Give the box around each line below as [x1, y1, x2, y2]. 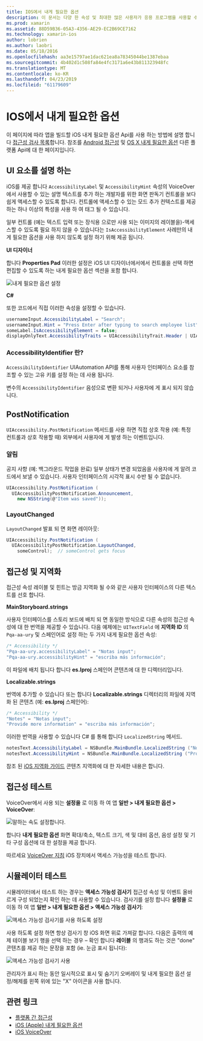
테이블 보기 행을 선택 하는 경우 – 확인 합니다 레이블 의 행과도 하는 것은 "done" [12, 936, 195, 944]
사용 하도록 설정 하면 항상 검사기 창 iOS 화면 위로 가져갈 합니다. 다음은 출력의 [6, 929, 187, 936]
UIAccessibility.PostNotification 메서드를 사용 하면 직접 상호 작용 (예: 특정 [6, 426, 192, 433]
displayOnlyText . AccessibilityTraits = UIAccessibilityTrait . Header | [6, 333, 188, 339]
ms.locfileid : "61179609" [6, 82, 71, 88]
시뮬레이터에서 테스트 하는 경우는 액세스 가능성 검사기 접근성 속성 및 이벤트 [6, 888, 182, 895]
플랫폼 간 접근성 [14, 1014, 53, 1021]
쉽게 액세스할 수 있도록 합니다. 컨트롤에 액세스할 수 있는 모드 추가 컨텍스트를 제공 [6, 198, 196, 205]
